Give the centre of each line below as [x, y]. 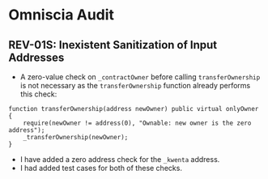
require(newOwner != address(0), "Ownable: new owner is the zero [137, 123]
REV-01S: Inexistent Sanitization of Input [113, 45]
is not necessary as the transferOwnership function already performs [135, 85]
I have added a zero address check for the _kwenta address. [120, 159]
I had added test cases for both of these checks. [101, 168]
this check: [38, 94]
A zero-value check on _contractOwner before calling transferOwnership [140, 77]
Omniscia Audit [62, 15]
